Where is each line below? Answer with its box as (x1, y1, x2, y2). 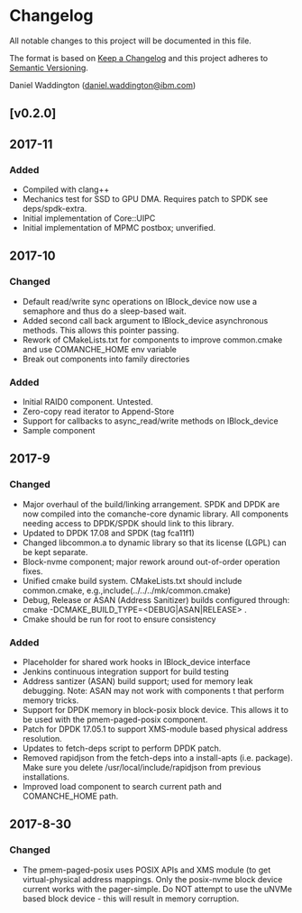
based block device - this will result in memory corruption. (22, 893, 240, 904)
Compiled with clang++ (22, 184, 110, 195)
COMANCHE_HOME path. (22, 790, 119, 801)
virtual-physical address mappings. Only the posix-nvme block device (22, 873, 283, 884)
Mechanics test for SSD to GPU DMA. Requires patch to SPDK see (22, 194, 269, 205)
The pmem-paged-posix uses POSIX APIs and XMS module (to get (22, 864, 271, 875)
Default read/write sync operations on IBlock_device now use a (22, 296, 258, 306)
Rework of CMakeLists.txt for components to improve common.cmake (22, 334, 283, 345)
